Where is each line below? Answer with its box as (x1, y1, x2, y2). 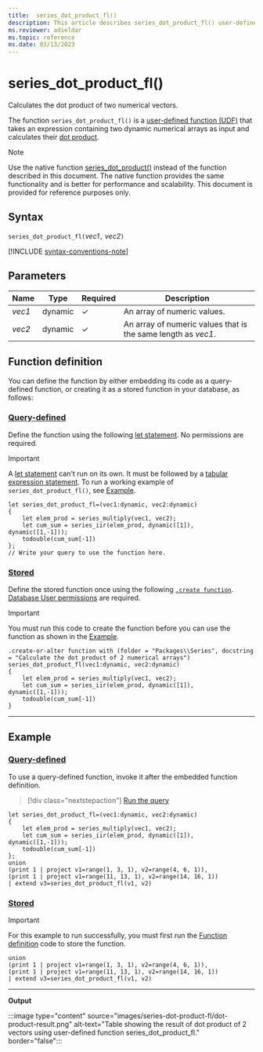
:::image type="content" (8, 1011, 86, 1021)
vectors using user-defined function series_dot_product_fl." (8, 1028, 200, 1037)
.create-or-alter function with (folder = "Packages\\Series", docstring (8, 647, 254, 656)
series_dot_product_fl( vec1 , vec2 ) (8, 231, 124, 240)
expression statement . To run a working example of (8, 477, 174, 487)
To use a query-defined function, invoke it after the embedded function (8, 772, 238, 781)
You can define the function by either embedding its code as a (8, 376, 209, 385)
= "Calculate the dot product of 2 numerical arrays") (8, 654, 191, 662)
